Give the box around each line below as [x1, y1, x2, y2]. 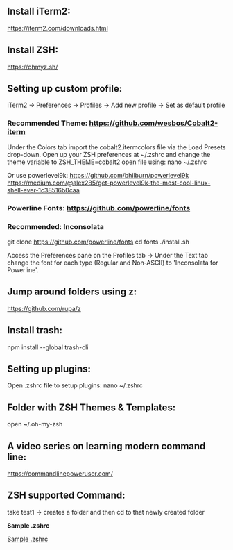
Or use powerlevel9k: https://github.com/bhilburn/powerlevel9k [7, 171, 189, 179]
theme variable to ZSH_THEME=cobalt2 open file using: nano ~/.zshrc [7, 158, 207, 166]
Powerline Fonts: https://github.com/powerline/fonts [7, 203, 191, 212]
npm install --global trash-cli [7, 343, 89, 351]
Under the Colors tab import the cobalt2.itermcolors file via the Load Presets [7, 142, 226, 151]
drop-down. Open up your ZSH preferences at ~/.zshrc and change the [7, 150, 211, 158]
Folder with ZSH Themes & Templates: [7, 401, 176, 413]
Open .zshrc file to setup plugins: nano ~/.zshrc [7, 381, 144, 390]
